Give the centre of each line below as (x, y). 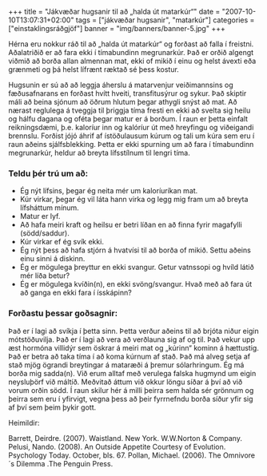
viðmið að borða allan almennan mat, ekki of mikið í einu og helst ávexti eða (132, 61)
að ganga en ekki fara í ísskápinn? (76, 293)
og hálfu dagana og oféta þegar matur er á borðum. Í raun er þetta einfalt (128, 119)
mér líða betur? (45, 276)
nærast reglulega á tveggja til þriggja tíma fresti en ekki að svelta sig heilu (130, 110)
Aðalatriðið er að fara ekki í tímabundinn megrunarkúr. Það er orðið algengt (131, 52)
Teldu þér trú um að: (48, 173)
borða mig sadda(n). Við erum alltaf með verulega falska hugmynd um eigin (132, 373)
